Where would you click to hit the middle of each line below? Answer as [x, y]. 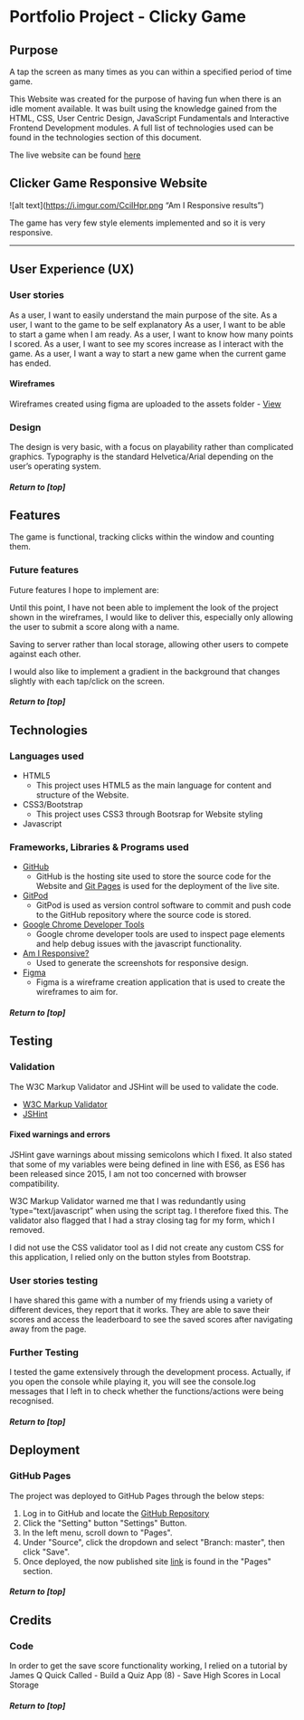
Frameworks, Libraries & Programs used [100, 846]
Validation [33, 1067]
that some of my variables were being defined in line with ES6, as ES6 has [147, 1164]
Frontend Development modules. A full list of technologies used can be [142, 128]
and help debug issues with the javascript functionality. [139, 944]
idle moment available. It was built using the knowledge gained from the [143, 109]
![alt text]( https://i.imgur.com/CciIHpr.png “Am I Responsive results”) [137, 205]
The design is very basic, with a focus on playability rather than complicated [152, 447]
